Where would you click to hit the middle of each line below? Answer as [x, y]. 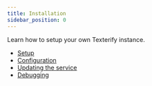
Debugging [33, 75]
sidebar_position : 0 [37, 20]
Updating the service [47, 67]
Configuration [37, 60]
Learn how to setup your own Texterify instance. [76, 39]
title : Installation [37, 13]
